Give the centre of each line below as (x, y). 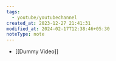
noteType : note (26, 34)
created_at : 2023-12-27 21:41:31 (49, 23)
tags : (13, 12)
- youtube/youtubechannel (45, 18)
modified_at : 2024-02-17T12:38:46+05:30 (58, 29)
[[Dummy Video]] (37, 51)
